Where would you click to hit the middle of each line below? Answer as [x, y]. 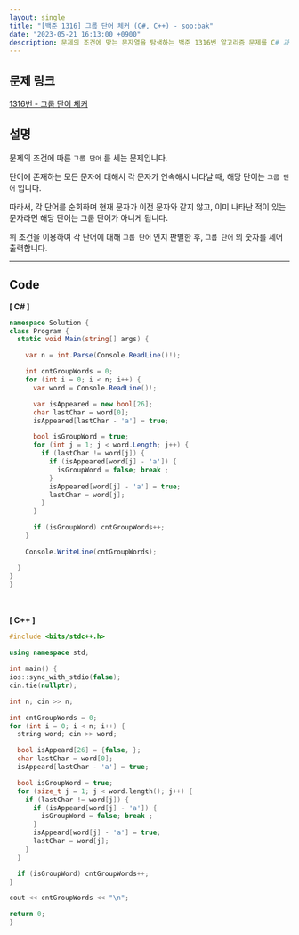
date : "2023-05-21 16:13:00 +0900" [75, 34]
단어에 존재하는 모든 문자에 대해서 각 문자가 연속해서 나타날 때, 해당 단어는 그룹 [145, 176]
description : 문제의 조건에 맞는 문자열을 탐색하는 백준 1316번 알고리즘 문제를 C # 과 [149, 42]
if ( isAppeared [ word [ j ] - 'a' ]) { [113, 462]
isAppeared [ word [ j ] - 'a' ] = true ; [115, 487]
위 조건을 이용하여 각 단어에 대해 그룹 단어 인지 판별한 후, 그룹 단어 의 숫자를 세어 [146, 236]
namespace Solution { [49, 323]
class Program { [39, 331]
